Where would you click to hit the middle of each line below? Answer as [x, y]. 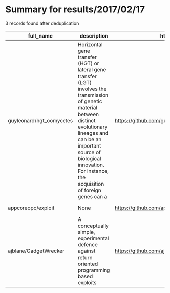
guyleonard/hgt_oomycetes [40, 120]
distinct [87, 120]
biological [89, 158]
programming [94, 270]
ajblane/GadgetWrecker [36, 251]
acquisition [91, 184]
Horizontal [90, 44]
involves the [92, 89]
